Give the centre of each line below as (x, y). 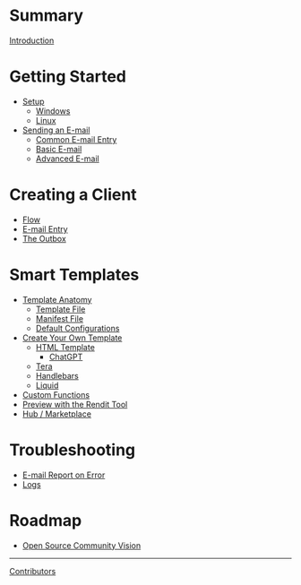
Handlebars (57, 375)
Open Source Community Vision (82, 545)
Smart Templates (74, 275)
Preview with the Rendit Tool (75, 404)
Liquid (47, 385)
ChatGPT (66, 357)
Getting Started (68, 77)
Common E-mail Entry (76, 139)
